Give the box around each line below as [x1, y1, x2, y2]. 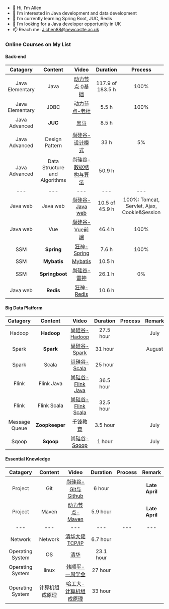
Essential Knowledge [5, 456, 50, 462]
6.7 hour [91, 535, 112, 543]
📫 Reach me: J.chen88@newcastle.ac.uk [12, 27, 100, 32]
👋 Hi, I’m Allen [12, 5, 42, 11]
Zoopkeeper [35, 422, 66, 429]
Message [8, 419, 30, 426]
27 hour [92, 567, 111, 574]
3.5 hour [95, 422, 115, 429]
